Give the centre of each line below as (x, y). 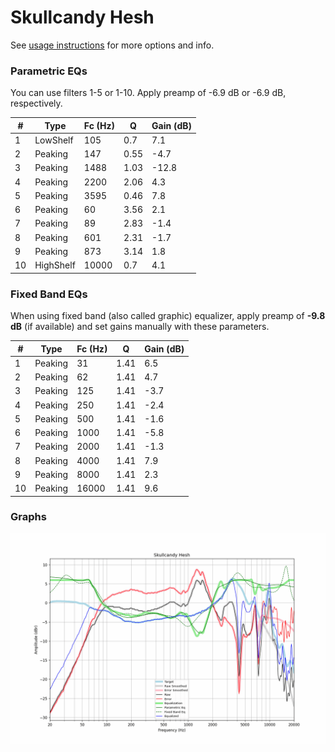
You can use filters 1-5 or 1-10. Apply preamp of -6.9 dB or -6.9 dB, (148, 93)
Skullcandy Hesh (82, 17)
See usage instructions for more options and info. (112, 45)
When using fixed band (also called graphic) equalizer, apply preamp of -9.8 (168, 316)
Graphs (28, 517)
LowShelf (54, 140)
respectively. (36, 103)
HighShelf (55, 265)
